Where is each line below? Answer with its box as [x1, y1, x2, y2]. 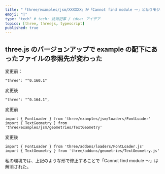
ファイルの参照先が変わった [18, 54, 102, 63]
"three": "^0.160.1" [5, 78, 48, 83]
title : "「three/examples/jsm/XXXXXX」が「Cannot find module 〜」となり [5, 7, 153, 12]
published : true [5, 26, 38, 31]
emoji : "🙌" [5, 12, 28, 17]
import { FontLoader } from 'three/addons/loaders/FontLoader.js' [5, 144, 144, 149]
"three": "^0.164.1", [5, 97, 50, 102]
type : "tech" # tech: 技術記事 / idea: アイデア [5, 16, 101, 21]
